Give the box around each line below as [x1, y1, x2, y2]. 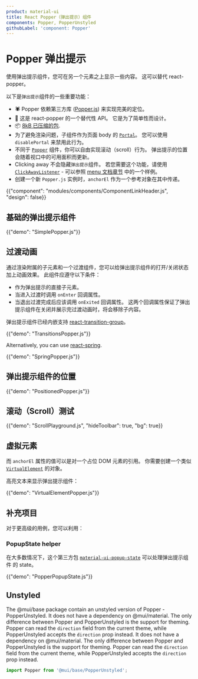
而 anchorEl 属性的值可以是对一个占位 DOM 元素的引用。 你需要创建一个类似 [6, 458, 192, 465]
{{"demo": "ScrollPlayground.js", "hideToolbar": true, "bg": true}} [6, 422, 163, 429]
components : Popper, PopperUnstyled [6, 19, 96, 25]
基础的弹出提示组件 [6, 212, 76, 222]
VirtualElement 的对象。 [6, 465, 66, 472]
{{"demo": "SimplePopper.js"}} [6, 228, 81, 235]
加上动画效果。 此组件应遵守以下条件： [6, 271, 101, 278]
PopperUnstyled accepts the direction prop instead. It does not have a [6, 631, 179, 638]
